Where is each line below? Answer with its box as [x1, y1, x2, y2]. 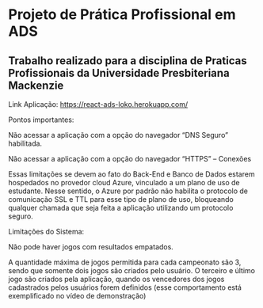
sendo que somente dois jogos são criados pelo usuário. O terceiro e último [8, 266, 256, 275]
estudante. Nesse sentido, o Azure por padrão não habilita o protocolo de [8, 186, 248, 196]
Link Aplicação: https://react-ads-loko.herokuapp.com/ [8, 100, 189, 108]
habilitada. [8, 139, 42, 148]
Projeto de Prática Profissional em [8, 6, 236, 24]
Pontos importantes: [8, 115, 74, 124]
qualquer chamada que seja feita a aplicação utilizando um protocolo [8, 203, 234, 212]
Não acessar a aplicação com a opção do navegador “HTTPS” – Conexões [8, 154, 252, 163]
